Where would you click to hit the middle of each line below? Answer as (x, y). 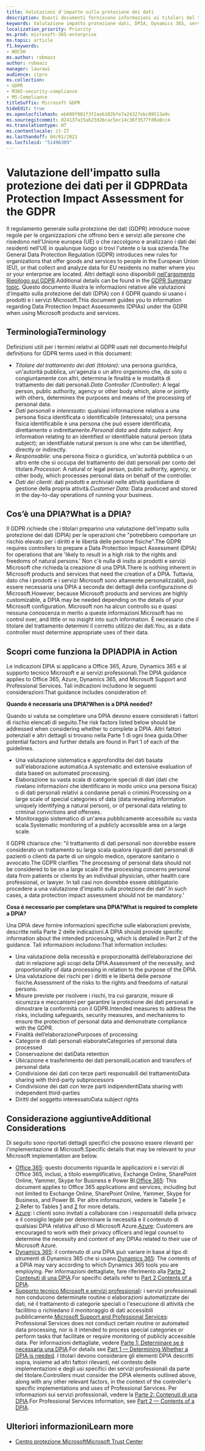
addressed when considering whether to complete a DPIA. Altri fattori (94, 729)
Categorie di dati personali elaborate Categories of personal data (96, 1041)
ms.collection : (26, 80)
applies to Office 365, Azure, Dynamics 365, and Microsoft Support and (96, 679)
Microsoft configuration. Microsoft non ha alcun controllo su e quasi (92, 606)
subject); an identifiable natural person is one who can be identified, (101, 443)
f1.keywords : (23, 46)
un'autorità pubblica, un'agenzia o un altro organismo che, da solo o (101, 371)
